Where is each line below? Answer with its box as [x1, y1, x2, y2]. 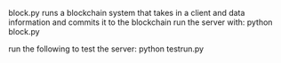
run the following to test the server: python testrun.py [8, 43, 205, 54]
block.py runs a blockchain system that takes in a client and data [8, 8, 245, 18]
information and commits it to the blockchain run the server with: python [8, 17, 273, 28]
